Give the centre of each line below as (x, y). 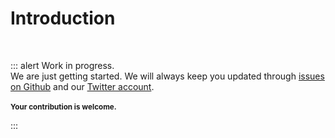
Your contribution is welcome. (63, 107)
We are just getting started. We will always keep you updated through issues (167, 76)
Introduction (63, 18)
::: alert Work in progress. (62, 65)
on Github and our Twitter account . (82, 86)
